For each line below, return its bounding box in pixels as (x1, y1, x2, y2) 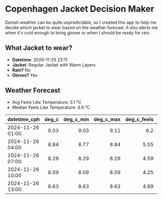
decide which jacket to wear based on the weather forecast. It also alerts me (5, 24, 158, 30)
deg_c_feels (125, 116, 154, 122)
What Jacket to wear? (5, 44, 73, 52)
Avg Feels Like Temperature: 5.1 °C (12, 99, 81, 105)
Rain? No (12, 67, 31, 73)
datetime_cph (7, 116, 40, 122)
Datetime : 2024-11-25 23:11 (12, 57, 68, 63)
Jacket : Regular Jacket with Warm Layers (12, 62, 96, 67)
